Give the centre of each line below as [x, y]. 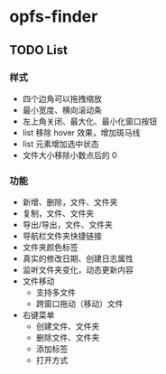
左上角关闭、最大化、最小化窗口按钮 [90, 121]
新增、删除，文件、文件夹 [70, 202]
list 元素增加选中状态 [60, 144]
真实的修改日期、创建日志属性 [78, 258]
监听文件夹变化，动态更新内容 [78, 270]
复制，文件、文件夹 [58, 213]
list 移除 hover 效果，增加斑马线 [81, 132]
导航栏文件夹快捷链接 [62, 236]
